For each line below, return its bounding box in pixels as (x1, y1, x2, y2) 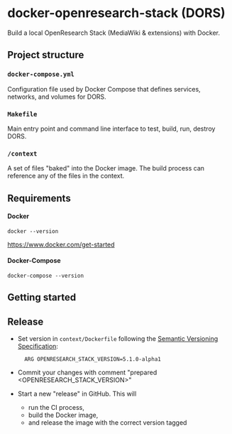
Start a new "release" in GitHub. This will (17, 389, 137, 398)
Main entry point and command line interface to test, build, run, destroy (7, 124, 216, 133)
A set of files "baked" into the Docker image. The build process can (7, 164, 204, 173)
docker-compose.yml (7, 70, 74, 79)
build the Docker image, (28, 411, 99, 420)
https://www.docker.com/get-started (7, 240, 115, 249)
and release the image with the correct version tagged (28, 418, 187, 427)
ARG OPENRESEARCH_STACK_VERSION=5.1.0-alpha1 (24, 356, 161, 363)
